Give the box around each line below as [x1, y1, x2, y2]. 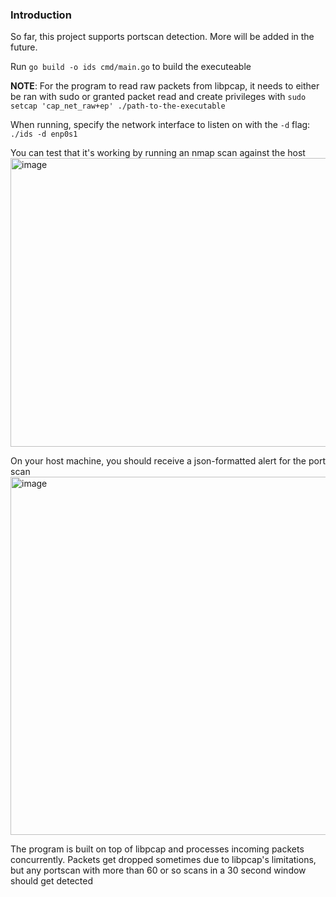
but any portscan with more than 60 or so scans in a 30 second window [10, 864, 307, 877]
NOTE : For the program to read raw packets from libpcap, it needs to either [10, 80, 320, 92]
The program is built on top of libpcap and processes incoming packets [10, 843, 305, 855]
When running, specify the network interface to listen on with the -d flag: [10, 119, 311, 131]
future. [10, 41, 38, 53]
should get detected [10, 875, 94, 887]
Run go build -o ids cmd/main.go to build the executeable [10, 61, 252, 73]
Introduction [10, 8, 72, 22]
